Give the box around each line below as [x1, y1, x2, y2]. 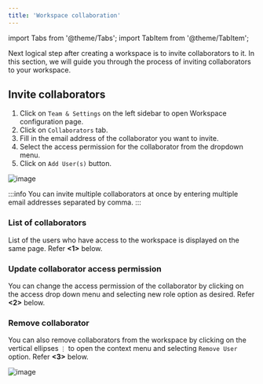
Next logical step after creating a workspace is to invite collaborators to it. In [8, 48, 255, 57]
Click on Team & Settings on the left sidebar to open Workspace [19, 109, 227, 118]
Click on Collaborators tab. [19, 125, 108, 135]
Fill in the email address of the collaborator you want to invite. [19, 134, 219, 143]
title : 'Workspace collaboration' [8, 11, 122, 20]
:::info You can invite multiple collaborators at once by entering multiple [8, 190, 239, 199]
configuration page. [19, 117, 84, 127]
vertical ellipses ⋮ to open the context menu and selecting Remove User [8, 344, 238, 353]
